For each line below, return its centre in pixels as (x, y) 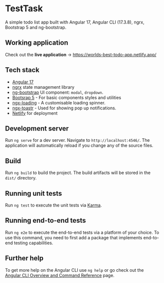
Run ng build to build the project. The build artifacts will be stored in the (78, 173)
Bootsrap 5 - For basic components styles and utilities (67, 97)
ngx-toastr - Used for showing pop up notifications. (64, 108)
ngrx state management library (43, 87)
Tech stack (22, 70)
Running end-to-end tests (46, 220)
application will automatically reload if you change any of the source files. (79, 146)
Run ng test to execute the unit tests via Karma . (53, 205)
